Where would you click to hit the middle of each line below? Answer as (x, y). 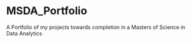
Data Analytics (24, 33)
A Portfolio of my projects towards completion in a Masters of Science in (96, 27)
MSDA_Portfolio (47, 11)
